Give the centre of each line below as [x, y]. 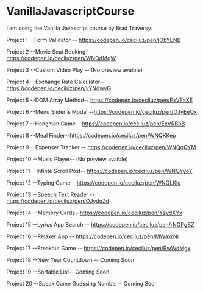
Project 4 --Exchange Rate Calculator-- [55, 82]
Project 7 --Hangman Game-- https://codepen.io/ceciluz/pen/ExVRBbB [96, 124]
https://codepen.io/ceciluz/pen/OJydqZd [58, 201]
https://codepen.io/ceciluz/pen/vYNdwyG [59, 88]
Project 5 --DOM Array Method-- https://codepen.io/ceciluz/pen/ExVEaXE [100, 100]
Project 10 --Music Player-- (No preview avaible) [67, 159]
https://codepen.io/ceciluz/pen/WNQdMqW [61, 58]
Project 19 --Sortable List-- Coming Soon [58, 272]
